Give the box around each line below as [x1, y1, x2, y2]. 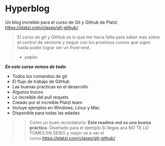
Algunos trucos [12, 89, 43, 95]
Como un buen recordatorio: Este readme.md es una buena [29, 119, 151, 125]
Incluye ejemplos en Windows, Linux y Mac [12, 105, 100, 110]
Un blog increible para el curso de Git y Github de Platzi [5, 19, 118, 25]
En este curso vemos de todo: [5, 64, 67, 70]
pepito [24, 54, 38, 60]
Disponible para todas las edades [12, 109, 80, 116]
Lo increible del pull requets [12, 94, 69, 100]
